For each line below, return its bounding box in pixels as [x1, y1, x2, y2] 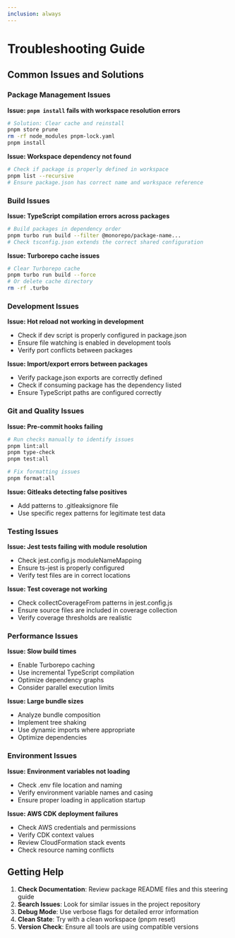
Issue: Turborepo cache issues [7, 251, 100, 260]
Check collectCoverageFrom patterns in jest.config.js [17, 598, 173, 607]
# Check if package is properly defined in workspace [7, 166, 169, 173]
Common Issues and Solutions [7, 69, 145, 81]
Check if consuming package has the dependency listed [17, 381, 182, 389]
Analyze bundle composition [17, 711, 101, 719]
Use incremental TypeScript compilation [17, 668, 135, 677]
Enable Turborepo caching [17, 661, 95, 670]
